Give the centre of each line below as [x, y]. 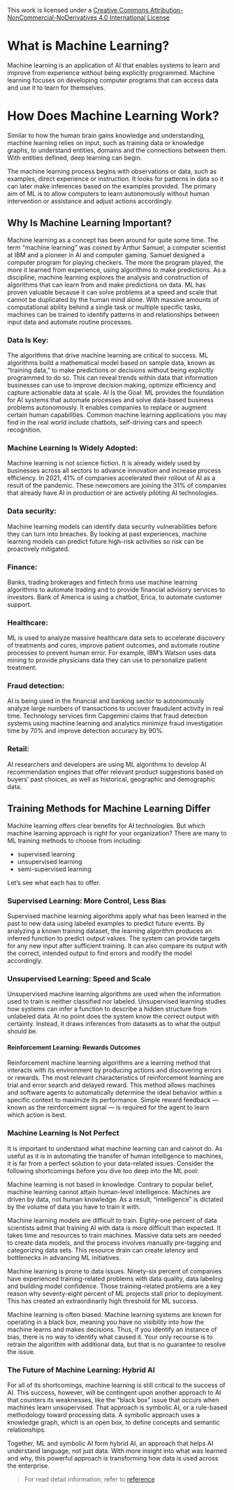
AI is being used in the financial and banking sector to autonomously [106, 701]
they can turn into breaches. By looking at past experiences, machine [107, 534]
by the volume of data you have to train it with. [74, 1207]
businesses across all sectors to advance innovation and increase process [114, 471]
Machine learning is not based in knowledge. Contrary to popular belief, [110, 1184]
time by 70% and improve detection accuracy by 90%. [86, 731]
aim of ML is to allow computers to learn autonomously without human [108, 193]
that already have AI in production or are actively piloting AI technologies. [113, 493]
